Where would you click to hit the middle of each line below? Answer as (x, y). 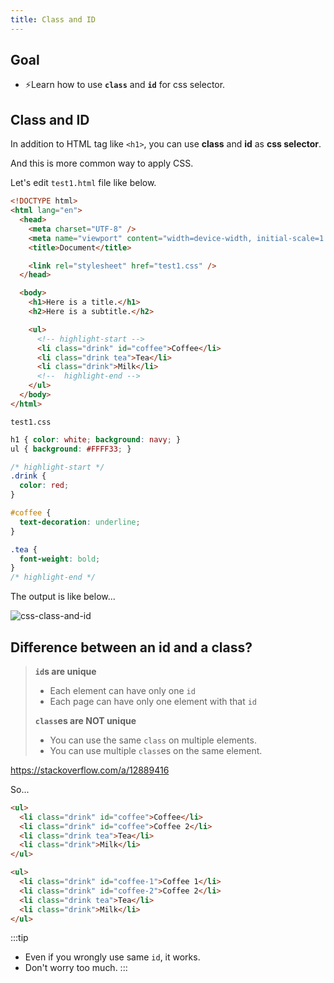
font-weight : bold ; (60, 559)
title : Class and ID (53, 19)
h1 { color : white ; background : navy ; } (96, 439)
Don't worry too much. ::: (76, 968)
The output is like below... (63, 597)
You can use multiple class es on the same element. (156, 750)
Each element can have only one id (122, 690)
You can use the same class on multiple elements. (153, 740)
